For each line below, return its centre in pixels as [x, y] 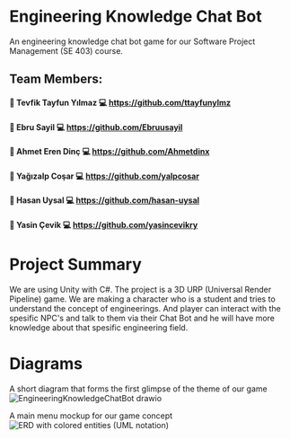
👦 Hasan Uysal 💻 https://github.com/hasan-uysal [105, 200]
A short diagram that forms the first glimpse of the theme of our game [138, 389]
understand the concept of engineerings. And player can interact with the [145, 308]
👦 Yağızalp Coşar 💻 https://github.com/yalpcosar [105, 176]
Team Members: [56, 79]
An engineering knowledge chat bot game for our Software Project [132, 41]
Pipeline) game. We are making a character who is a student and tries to [142, 299]
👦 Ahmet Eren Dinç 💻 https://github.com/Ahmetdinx [110, 152]
